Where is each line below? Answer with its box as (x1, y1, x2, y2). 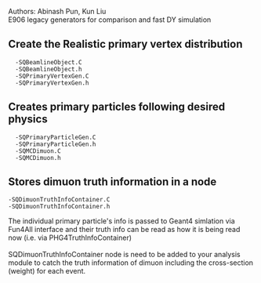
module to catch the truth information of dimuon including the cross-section (8, 258, 253, 267)
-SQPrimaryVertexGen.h (15, 78, 89, 87)
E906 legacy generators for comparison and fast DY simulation (8, 15, 212, 24)
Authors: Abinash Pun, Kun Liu (8, 7, 107, 16)
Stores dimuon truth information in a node (8, 176, 217, 189)
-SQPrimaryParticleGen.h (15, 140, 96, 148)
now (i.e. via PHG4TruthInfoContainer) (8, 233, 132, 242)
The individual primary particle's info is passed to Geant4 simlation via (8, 216, 235, 226)
